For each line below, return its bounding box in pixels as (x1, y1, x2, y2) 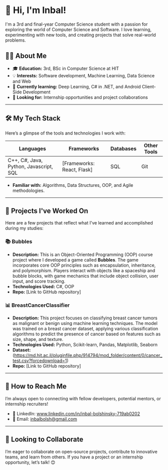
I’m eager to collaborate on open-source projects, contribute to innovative (5, 448, 157, 454)
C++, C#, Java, (7, 157, 43, 164)
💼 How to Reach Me (5, 382, 67, 391)
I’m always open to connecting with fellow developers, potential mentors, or (5, 395, 161, 401)
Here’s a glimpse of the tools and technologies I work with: (5, 130, 126, 136)
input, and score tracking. (12, 278, 66, 284)
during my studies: (5, 225, 44, 231)
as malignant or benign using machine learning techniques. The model (12, 320, 157, 326)
